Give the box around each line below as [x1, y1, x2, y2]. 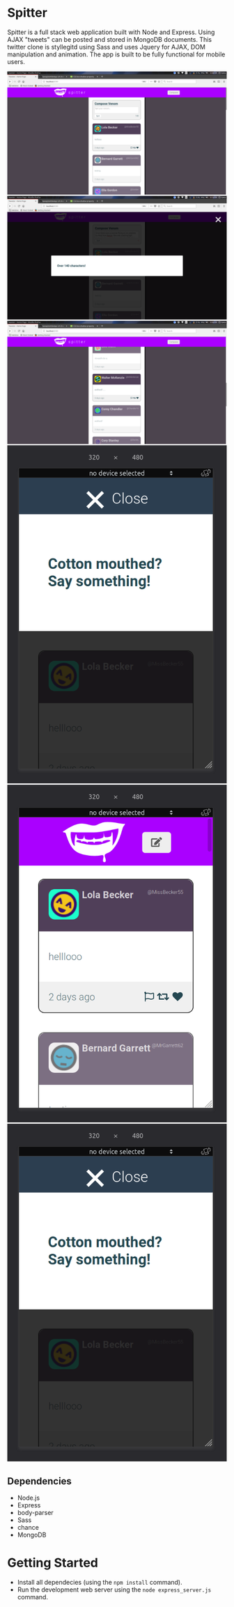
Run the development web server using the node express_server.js [17, 1585, 212, 1594]
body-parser [17, 1509, 54, 1517]
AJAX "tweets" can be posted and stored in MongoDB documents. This [7, 35, 212, 43]
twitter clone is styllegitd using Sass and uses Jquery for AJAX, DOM [7, 42, 205, 51]
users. [7, 57, 26, 65]
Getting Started [7, 1555, 99, 1571]
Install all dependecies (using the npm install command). [17, 1578, 182, 1586]
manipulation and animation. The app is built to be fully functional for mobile [7, 50, 226, 58]
